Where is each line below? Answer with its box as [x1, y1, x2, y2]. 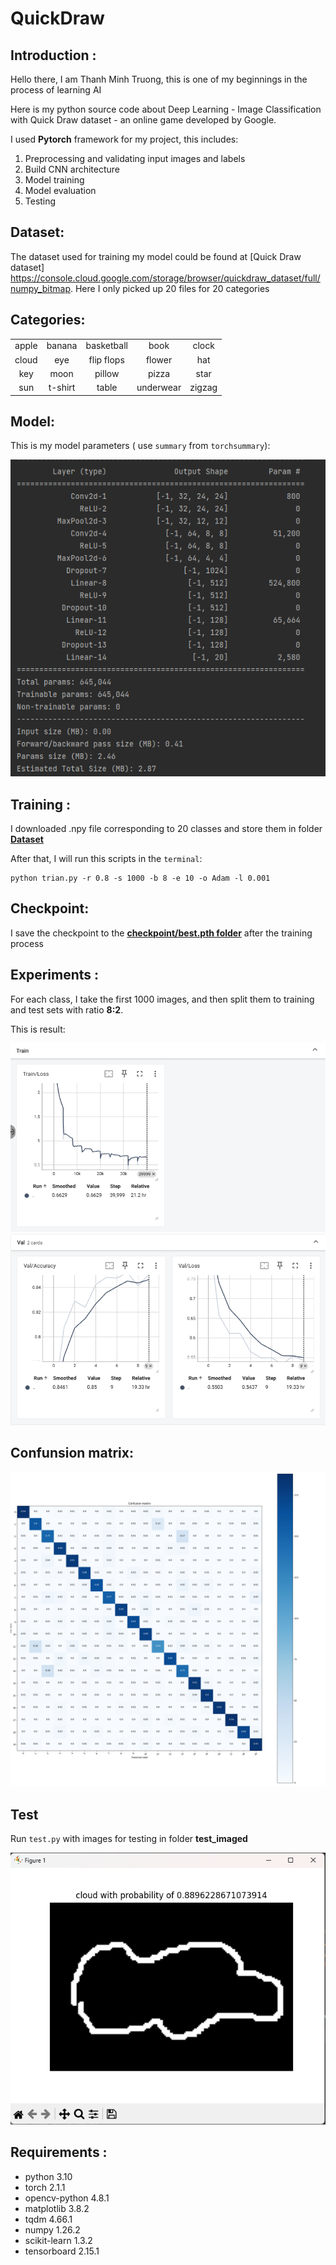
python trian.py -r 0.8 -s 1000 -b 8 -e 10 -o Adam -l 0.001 [10, 873, 271, 883]
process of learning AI [10, 84, 102, 96]
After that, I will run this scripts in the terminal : [10, 852, 203, 864]
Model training [24, 174, 85, 186]
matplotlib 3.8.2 [24, 2202, 90, 2214]
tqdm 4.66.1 [24, 2213, 73, 2225]
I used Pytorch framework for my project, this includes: [10, 133, 239, 145]
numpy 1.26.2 [24, 2223, 81, 2236]
